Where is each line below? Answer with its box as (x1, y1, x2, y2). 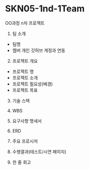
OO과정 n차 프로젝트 (5, 20, 45, 26)
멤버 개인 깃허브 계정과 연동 (12, 47, 66, 53)
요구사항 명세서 (12, 118, 42, 124)
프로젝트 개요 (12, 58, 38, 64)
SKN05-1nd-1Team (5, 3, 85, 14)
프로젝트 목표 (12, 87, 38, 93)
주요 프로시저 (12, 138, 38, 144)
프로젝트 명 (12, 68, 34, 75)
